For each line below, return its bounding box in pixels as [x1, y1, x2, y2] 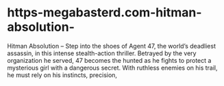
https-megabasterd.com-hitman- [7, 5, 202, 20]
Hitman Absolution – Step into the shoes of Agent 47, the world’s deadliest [7, 42, 216, 50]
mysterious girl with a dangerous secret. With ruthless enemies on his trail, [7, 63, 218, 72]
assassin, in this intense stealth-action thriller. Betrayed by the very [7, 49, 197, 57]
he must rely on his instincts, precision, [7, 70, 118, 79]
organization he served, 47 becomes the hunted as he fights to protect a [7, 56, 212, 64]
